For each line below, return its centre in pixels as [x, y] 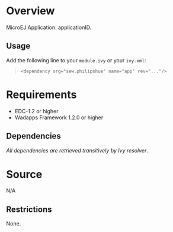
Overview [31, 11]
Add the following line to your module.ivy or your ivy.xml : [76, 60]
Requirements [41, 95]
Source [24, 174]
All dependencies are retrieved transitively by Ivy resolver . [77, 150]
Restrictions [29, 209]
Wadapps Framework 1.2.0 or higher [59, 117]
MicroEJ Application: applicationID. [49, 27]
